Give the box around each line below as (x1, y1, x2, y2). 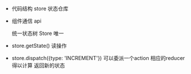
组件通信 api (11, 17, 42, 24)
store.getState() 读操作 (11, 43, 67, 49)
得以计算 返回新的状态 (11, 62, 65, 69)
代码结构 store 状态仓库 (11, 5, 69, 12)
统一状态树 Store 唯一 (11, 30, 64, 37)
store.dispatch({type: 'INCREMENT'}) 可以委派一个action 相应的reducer (11, 55, 185, 61)
